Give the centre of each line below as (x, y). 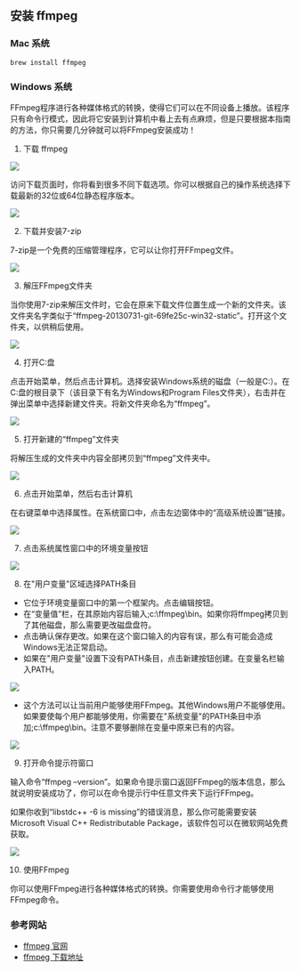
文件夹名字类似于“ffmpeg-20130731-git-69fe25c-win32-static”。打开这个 (145, 315)
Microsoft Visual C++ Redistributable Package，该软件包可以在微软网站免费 (149, 822)
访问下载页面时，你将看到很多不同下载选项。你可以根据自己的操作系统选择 (146, 184)
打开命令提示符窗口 (58, 763)
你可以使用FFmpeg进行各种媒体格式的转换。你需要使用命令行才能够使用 (142, 888)
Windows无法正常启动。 (67, 647)
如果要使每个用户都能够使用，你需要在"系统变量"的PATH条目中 (138, 716)
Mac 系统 (30, 44)
